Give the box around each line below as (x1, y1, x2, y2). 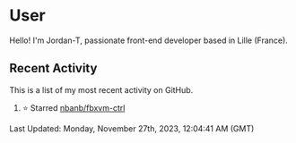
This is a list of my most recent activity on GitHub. (9, 84, 194, 95)
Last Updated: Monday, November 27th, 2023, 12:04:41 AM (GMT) (9, 122, 255, 134)
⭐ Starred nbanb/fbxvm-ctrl (22, 102, 126, 113)
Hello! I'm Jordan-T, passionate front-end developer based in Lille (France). (9, 35, 289, 46)
